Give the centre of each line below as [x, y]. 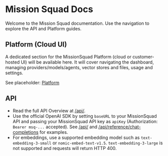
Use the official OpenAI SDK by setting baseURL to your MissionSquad [85, 116]
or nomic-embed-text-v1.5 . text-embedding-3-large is [108, 143]
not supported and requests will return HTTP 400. [65, 148]
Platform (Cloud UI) [36, 45]
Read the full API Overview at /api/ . [49, 111]
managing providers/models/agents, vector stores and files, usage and [79, 67]
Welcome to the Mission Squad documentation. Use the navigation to [77, 23]
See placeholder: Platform [32, 82]
